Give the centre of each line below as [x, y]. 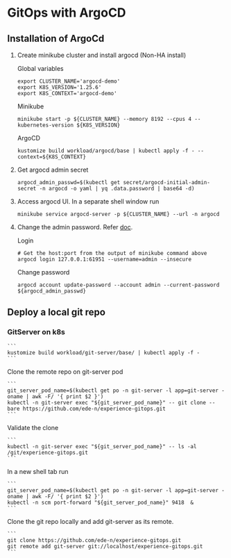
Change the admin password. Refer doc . [75, 227]
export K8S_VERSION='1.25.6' [59, 88]
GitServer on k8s [36, 332]
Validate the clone [33, 427]
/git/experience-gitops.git [48, 452]
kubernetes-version [45, 125]
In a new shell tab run [38, 471]
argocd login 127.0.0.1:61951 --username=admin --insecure [104, 259]
